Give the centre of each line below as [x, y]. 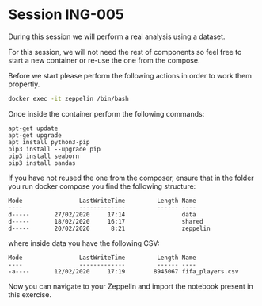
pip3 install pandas [42, 163]
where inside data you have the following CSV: [84, 243]
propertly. [24, 84]
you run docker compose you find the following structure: [102, 186]
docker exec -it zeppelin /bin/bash [68, 98]
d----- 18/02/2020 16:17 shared [106, 221]
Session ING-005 [66, 15]
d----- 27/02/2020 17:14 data [102, 214]
